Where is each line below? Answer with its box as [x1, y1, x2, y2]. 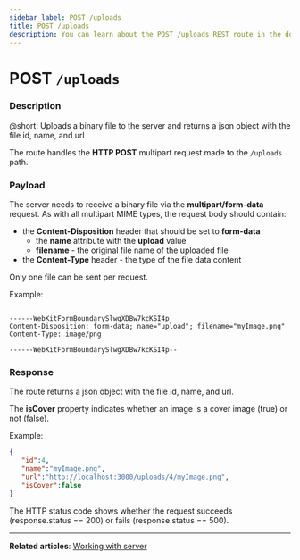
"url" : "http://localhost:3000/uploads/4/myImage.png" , [21, 472, 229, 482]
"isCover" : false [21, 481, 82, 489]
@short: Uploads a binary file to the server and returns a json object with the [9, 120, 291, 130]
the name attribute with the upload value [35, 236, 187, 247]
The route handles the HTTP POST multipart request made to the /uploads [9, 146, 283, 157]
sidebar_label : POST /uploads [9, 13, 122, 22]
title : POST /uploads [9, 21, 90, 30]
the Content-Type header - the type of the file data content [21, 255, 242, 265]
